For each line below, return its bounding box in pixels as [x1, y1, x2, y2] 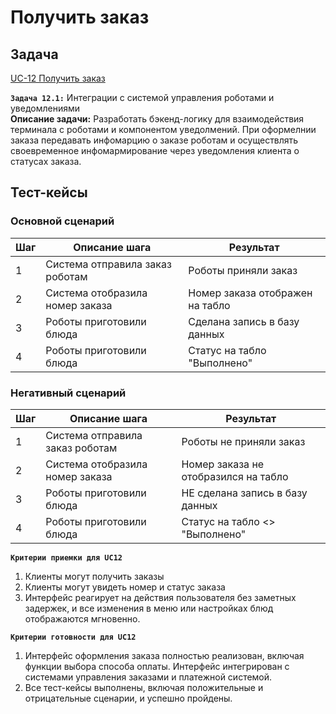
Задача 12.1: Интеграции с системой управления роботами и [10, 92, 275, 103]
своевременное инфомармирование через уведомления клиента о [10, 145, 300, 156]
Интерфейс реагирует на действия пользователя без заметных [24, 591, 297, 603]
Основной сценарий [10, 214, 115, 228]
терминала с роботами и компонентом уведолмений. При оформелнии [10, 124, 317, 135]
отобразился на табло [181, 469, 289, 483]
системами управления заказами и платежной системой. [24, 671, 273, 683]
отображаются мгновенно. [24, 612, 141, 625]
